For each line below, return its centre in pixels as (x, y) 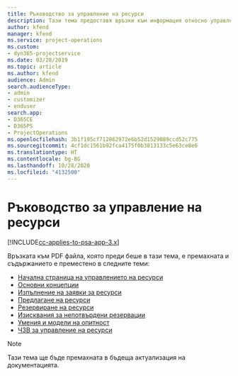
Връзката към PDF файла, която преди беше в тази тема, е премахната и (118, 255)
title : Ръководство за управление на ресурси (75, 14)
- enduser (22, 106)
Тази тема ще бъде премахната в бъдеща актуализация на (96, 357)
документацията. (33, 365)
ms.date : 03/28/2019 (38, 60)
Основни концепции (48, 284)
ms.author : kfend (33, 73)
